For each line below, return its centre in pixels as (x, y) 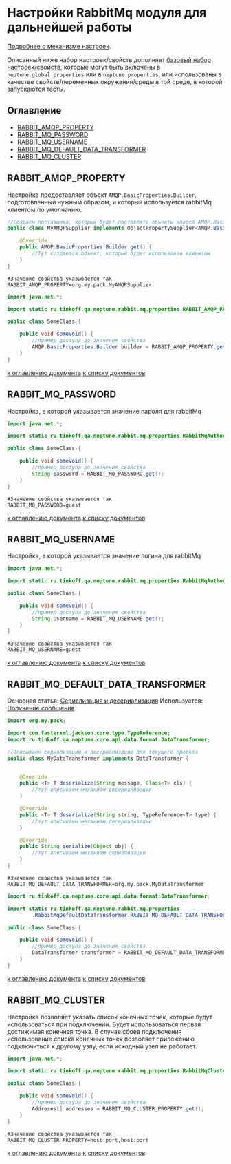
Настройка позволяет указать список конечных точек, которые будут (110, 1017)
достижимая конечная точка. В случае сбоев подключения (95, 1031)
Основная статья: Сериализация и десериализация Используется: (105, 701)
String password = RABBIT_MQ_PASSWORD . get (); (98, 474)
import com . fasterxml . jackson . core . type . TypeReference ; (89, 733)
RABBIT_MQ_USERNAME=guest (44, 650)
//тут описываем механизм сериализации (89, 853)
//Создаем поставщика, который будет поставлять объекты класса (101, 222)
